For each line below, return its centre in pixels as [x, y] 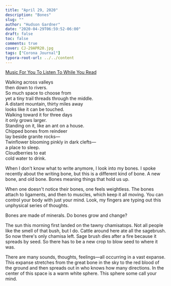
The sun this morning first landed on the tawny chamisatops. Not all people [84, 226]
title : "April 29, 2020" [32, 10]
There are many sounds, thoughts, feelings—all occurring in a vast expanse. [86, 257]
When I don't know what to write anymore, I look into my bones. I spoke [81, 168]
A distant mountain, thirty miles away [44, 104]
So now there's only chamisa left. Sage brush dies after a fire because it [81, 236]
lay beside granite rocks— [33, 137]
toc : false [17, 39]
